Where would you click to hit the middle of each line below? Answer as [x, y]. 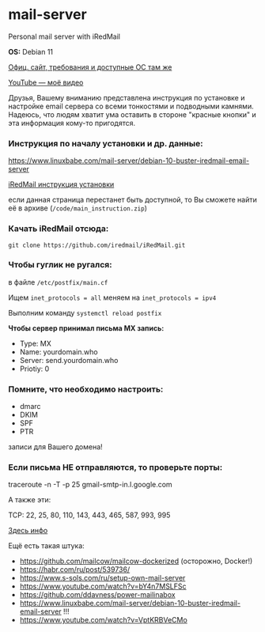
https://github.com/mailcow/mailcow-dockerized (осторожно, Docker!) [136, 561]
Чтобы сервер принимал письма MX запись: [86, 328]
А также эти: [30, 500]
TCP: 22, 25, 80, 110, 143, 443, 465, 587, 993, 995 [89, 515]
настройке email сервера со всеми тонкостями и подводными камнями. [131, 106]
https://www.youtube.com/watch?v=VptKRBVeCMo [103, 620]
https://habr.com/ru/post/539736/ [75, 570]
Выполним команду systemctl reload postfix [85, 312]
